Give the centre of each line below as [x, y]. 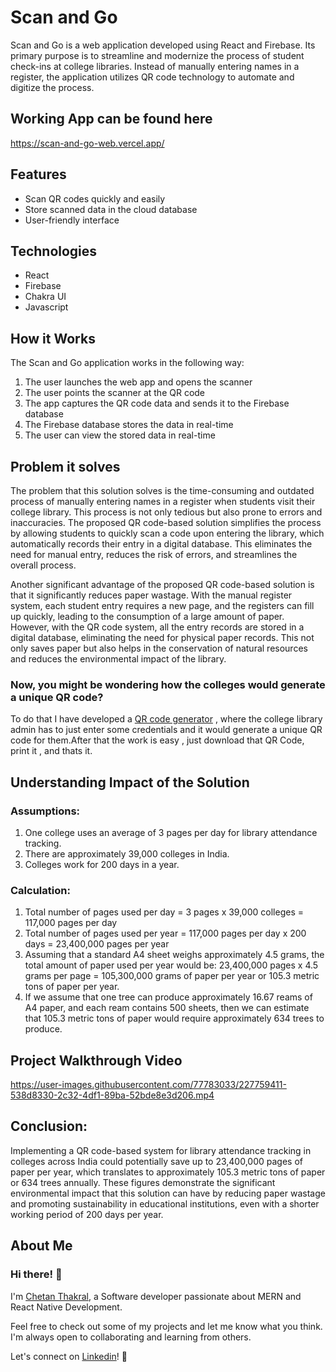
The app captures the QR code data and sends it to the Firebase [157, 403]
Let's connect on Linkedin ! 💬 [69, 1356]
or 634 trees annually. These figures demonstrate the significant [143, 1182]
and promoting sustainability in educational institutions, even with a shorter [165, 1203]
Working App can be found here [111, 119]
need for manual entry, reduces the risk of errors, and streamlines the [154, 554]
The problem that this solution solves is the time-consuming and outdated [162, 490]
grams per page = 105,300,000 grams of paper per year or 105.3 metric [172, 976]
